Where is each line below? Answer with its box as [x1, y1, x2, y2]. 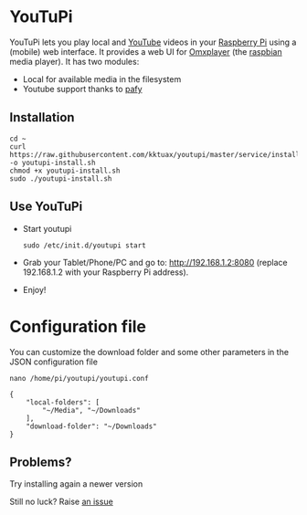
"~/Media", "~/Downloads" [42, 405, 142, 415]
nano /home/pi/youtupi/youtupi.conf [9, 373, 149, 383]
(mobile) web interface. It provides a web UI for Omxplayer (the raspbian [9, 46, 282, 57]
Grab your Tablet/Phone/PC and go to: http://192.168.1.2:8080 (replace [22, 257, 288, 268]
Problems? [9, 454, 72, 469]
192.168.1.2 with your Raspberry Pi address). [22, 267, 189, 278]
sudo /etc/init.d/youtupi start [22, 240, 146, 250]
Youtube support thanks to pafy [22, 83, 143, 94]
